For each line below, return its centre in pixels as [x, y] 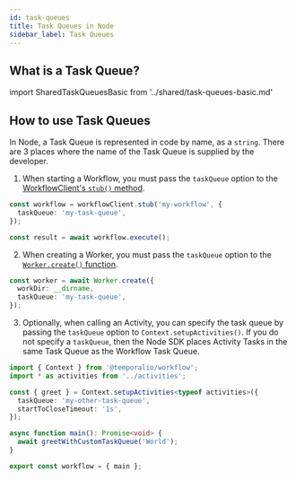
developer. [29, 161]
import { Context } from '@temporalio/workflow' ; [104, 368]
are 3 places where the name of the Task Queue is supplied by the [132, 152]
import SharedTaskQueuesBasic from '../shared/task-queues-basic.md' [141, 92]
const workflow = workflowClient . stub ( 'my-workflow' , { [116, 205]
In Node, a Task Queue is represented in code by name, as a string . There [147, 142]
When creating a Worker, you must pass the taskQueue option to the [147, 254]
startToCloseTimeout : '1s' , [70, 409]
